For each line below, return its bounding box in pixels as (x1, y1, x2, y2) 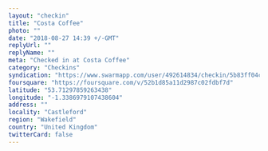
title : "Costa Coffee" (8, 19, 84, 27)
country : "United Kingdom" (8, 123, 98, 131)
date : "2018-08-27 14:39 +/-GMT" (8, 34, 120, 42)
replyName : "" (8, 49, 56, 57)
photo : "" (8, 26, 41, 34)
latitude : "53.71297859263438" (8, 85, 112, 94)
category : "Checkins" (8, 64, 81, 72)
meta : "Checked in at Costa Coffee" (8, 57, 130, 65)
